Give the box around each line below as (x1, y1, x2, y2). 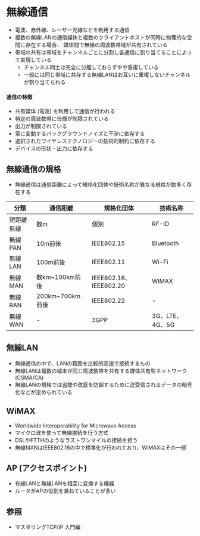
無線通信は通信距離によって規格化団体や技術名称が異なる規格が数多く (14, 181, 187, 188)
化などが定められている (14, 388, 73, 395)
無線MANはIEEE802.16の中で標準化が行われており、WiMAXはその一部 (14, 444, 186, 451)
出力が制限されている (14, 123, 67, 130)
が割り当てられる (23, 78, 66, 85)
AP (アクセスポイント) (6, 463, 87, 473)
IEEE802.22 (91, 296, 126, 305)
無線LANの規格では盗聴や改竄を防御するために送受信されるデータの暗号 (14, 381, 192, 388)
